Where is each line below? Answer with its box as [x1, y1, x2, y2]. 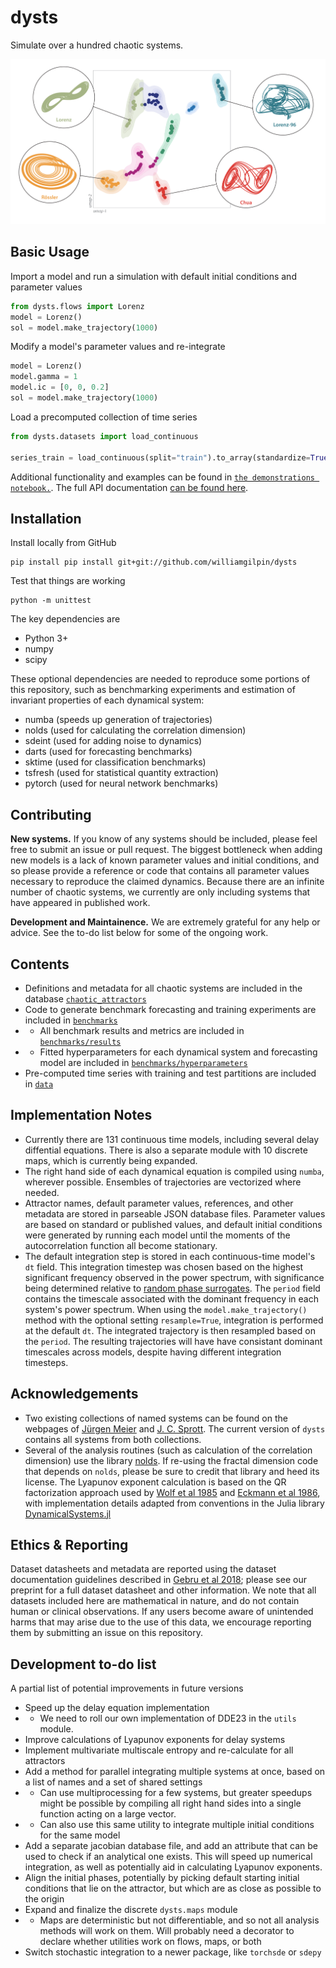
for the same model [39, 1829, 121, 1841]
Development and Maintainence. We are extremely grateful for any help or [10, 916, 321, 928]
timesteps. [24, 1356, 69, 1368]
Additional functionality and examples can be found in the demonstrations [10, 471, 315, 483]
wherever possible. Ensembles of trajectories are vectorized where [24, 1176, 302, 1188]
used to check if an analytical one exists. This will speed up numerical [24, 1851, 313, 1863]
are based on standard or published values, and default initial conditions [24, 1218, 323, 1230]
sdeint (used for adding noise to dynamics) [24, 735, 203, 747]
